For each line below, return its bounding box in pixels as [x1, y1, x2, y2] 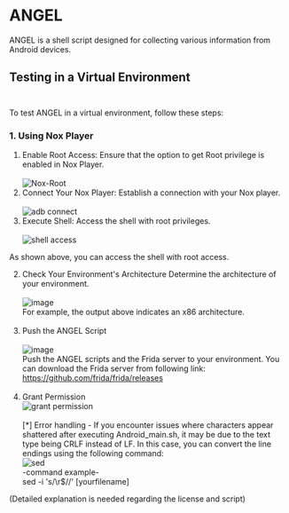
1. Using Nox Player [9, 130, 94, 142]
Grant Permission [21, 391, 86, 402]
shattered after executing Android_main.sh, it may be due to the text [21, 430, 270, 440]
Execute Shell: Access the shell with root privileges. [21, 216, 211, 226]
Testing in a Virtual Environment [9, 70, 191, 85]
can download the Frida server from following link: [21, 363, 207, 374]
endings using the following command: [21, 448, 164, 459]
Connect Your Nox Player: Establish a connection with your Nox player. [21, 187, 281, 198]
